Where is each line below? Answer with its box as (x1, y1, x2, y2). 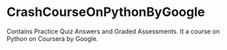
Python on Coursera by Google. (6, 34, 99, 42)
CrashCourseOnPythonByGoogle (6, 4, 205, 20)
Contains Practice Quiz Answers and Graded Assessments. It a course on (6, 27, 220, 35)
